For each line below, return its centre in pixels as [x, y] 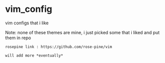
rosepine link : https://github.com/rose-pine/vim [59, 47]
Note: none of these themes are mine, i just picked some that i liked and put [82, 32]
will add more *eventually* [34, 56]
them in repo [18, 38]
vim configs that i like [27, 23]
